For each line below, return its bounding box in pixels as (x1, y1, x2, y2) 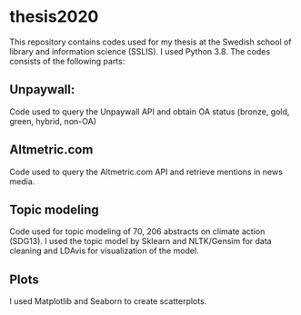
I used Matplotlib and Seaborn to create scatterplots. (9, 296, 207, 307)
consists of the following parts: (9, 55, 125, 66)
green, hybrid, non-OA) (9, 115, 97, 126)
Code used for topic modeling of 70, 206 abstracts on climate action (9, 226, 266, 237)
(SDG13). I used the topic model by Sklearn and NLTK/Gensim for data (9, 236, 272, 247)
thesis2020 (9, 6, 99, 27)
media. (9, 175, 35, 187)
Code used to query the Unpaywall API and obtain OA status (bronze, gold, (9, 106, 290, 117)
